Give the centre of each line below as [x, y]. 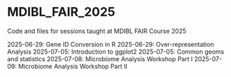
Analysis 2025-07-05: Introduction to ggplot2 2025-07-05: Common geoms [115, 52]
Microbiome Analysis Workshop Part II [73, 66]
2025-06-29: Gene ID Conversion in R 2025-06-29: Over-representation [111, 44]
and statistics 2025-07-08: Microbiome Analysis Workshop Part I [100, 58]
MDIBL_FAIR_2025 [61, 12]
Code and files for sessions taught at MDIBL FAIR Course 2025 [97, 31]
